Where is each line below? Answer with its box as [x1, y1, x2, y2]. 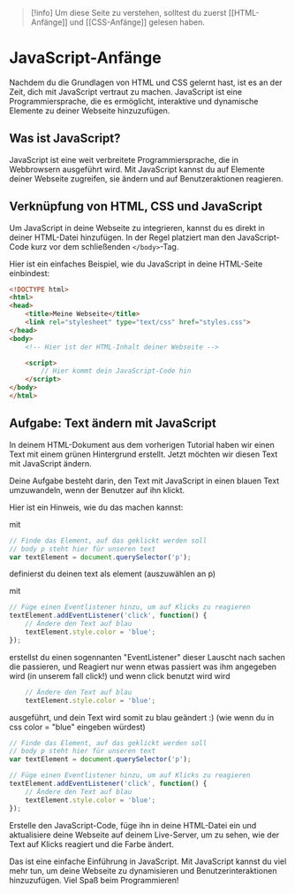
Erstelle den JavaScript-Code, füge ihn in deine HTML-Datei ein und [9, 820, 257, 830]
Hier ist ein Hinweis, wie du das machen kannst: [9, 502, 184, 513]
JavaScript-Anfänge [9, 48, 162, 68]
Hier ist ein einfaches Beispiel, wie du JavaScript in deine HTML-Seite [9, 258, 263, 269]
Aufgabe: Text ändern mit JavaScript [9, 416, 216, 431]
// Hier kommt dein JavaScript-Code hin [41, 366, 192, 375]
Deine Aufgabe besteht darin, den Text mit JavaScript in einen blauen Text [9, 475, 280, 486]
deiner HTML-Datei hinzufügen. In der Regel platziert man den [9, 232, 236, 243]
